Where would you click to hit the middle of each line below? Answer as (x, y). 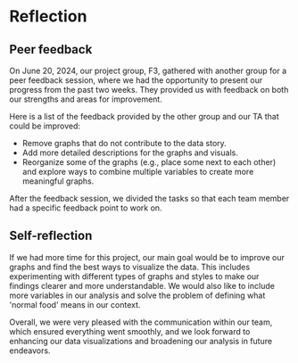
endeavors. (30, 351)
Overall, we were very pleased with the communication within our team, (141, 322)
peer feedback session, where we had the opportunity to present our (136, 80)
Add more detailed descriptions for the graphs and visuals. (130, 153)
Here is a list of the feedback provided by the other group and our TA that (144, 116)
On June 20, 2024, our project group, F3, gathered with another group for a (148, 70)
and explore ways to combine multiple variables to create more (138, 172)
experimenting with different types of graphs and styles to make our (134, 276)
